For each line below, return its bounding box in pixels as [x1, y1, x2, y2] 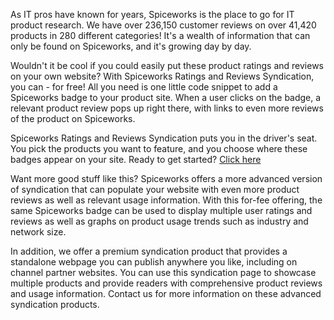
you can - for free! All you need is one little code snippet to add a [10, 81, 278, 93]
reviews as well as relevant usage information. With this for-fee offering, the [10, 194, 323, 206]
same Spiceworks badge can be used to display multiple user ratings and [10, 205, 313, 216]
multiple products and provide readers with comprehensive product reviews [10, 277, 323, 289]
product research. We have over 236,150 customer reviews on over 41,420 [10, 19, 317, 31]
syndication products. [10, 299, 100, 310]
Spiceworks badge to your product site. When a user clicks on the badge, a [10, 92, 322, 103]
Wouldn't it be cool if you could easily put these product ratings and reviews [10, 60, 325, 71]
